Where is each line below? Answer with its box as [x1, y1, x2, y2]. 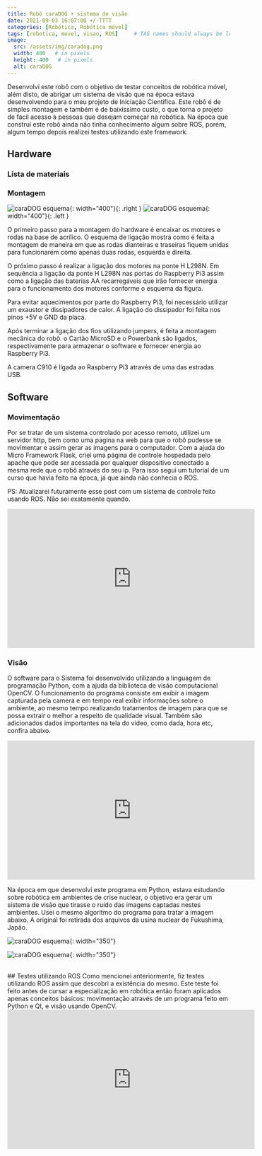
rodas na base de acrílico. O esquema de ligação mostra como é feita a [7, 233, 215, 241]
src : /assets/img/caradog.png [13, 43, 102, 50]
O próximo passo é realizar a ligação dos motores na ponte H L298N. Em [7, 262, 220, 270]
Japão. [7, 923, 28, 932]
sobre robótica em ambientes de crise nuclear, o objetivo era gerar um [7, 893, 213, 902]
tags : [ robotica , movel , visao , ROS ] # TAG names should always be [7, 30, 222, 37]
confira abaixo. [7, 727, 51, 735]
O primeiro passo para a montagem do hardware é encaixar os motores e [7, 226, 221, 234]
